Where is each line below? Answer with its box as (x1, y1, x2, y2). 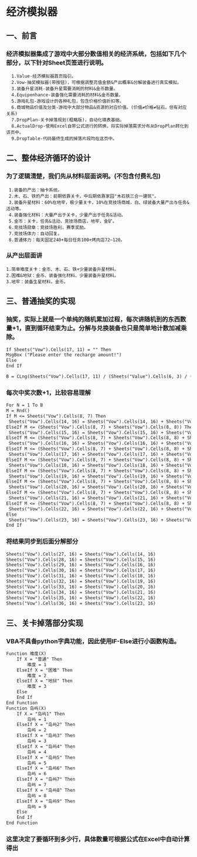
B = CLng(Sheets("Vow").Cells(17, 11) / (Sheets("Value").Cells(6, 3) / (6, 374, 188, 379)
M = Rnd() (6, 408, 30, 414)
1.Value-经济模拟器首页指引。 (11, 73, 76, 79)
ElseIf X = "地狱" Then (16, 678, 73, 684)
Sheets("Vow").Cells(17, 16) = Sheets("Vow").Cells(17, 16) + (8, 452, 164, 458)
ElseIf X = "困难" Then (16, 667, 73, 673)
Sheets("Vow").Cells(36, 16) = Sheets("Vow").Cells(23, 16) (6, 600, 157, 606)
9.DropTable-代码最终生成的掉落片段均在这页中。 (11, 136, 117, 142)
